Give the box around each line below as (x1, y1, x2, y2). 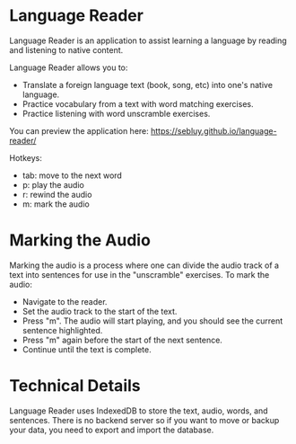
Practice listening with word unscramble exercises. (22, 108, 211, 119)
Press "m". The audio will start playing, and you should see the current (22, 315, 283, 326)
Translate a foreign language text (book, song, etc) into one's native (22, 79, 274, 90)
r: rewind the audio (22, 189, 92, 200)
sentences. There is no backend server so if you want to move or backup (9, 414, 280, 425)
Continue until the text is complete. (22, 343, 152, 355)
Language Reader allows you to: (9, 62, 128, 73)
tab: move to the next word (22, 170, 123, 181)
